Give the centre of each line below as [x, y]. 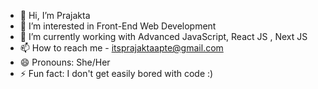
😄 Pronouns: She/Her [65, 62]
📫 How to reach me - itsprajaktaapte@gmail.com [121, 48]
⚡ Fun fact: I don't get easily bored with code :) [116, 73]
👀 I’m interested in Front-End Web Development [118, 26]
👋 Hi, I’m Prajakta [55, 15]
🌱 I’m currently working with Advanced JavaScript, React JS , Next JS [163, 36]
